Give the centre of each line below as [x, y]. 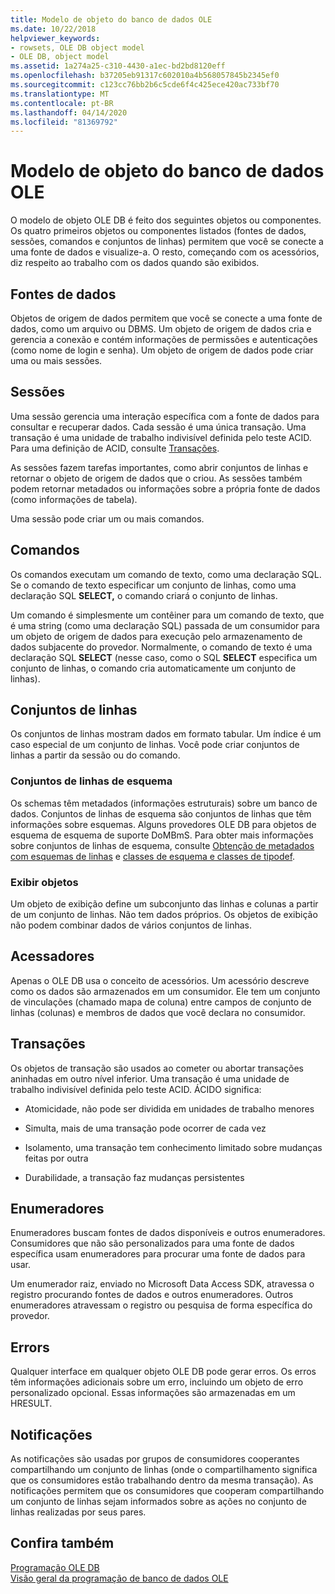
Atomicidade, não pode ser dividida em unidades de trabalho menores [169, 1108]
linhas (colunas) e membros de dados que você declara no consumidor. [158, 1012]
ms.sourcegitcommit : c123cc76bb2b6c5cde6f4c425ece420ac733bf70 [145, 85]
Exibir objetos [44, 882]
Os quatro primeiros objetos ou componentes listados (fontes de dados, [158, 231]
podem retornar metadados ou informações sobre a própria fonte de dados [165, 488]
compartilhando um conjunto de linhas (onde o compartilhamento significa [164, 1470]
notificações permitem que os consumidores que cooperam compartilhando [167, 1491]
